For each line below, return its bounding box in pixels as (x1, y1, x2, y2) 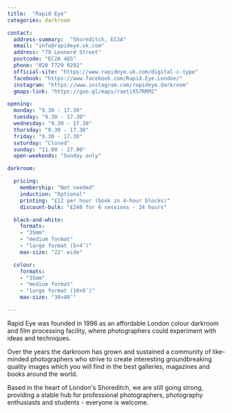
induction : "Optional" (20, 190, 86, 198)
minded (7, 354, 29, 363)
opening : (7, 101, 33, 108)
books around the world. (7, 370, 78, 378)
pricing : (13, 177, 39, 185)
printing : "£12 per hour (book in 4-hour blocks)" (20, 197, 171, 204)
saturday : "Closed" (13, 139, 71, 147)
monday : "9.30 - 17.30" (13, 107, 82, 114)
